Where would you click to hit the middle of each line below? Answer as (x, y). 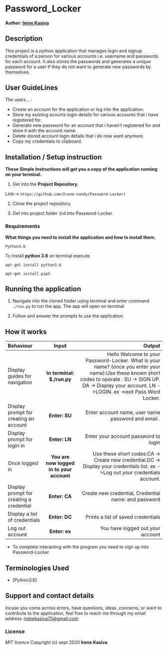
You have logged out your (130, 528)
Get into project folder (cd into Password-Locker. (63, 213)
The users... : (19, 100)
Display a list (22, 514)
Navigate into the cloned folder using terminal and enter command (81, 301)
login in (16, 446)
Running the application (43, 289)
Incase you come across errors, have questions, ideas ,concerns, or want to (83, 608)
